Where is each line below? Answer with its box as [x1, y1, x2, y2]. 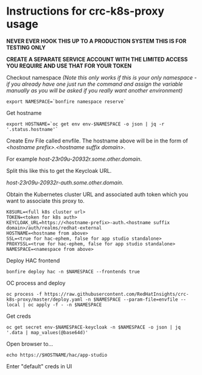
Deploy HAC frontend [6, 257, 60, 264]
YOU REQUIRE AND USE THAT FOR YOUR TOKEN [6, 62, 132, 69]
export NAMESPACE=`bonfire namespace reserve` [6, 99, 127, 105]
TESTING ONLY [6, 44, 46, 51]
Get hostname [6, 109, 42, 116]
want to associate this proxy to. [6, 197, 85, 205]
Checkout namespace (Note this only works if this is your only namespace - [6, 74, 197, 81]
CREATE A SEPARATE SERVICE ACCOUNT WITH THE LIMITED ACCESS [6, 55, 188, 63]
